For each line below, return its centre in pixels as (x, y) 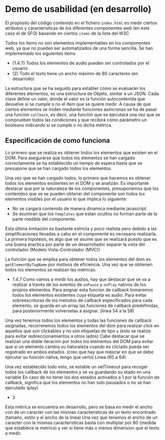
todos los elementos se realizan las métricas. (51, 269)
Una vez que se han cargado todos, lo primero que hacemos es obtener (78, 178)
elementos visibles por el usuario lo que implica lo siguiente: (66, 199)
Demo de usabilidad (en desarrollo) (78, 9)
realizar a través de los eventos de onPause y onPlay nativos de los (79, 284)
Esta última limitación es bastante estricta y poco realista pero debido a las (81, 228)
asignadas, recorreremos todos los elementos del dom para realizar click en (82, 325)
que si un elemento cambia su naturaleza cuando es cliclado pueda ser (77, 347)
